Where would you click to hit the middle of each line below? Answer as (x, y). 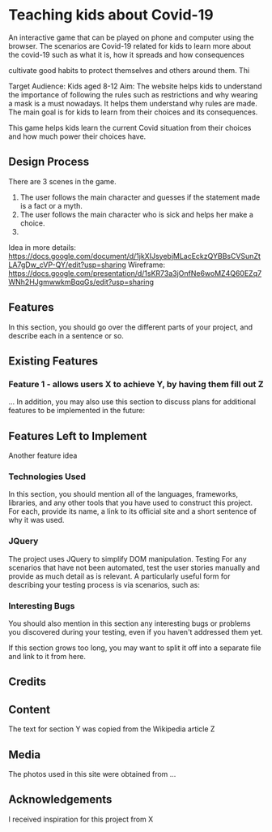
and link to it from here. (47, 656)
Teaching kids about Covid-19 (111, 15)
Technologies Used (47, 476)
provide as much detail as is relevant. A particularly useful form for (119, 576)
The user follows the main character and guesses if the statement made (140, 197)
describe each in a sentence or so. (66, 335)
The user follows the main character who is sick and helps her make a (136, 214)
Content (30, 709)
